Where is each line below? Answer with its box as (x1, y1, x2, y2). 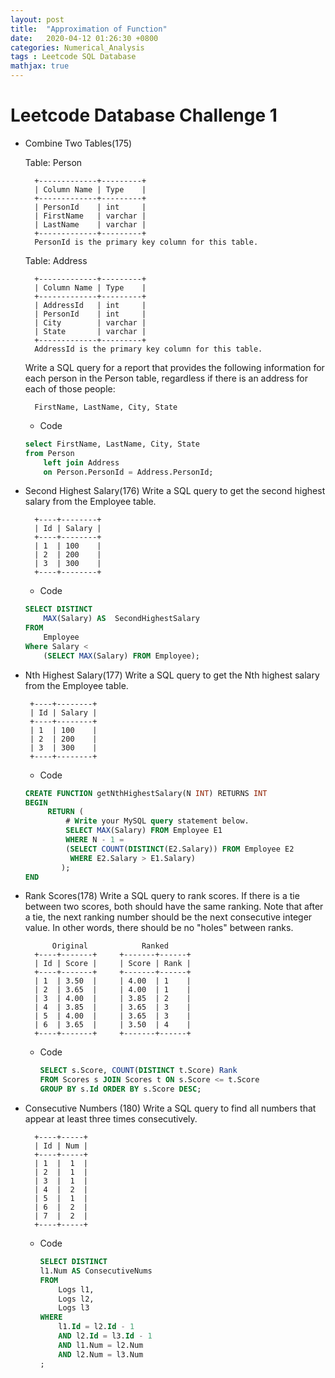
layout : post (10, 14, 65, 25)
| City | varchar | (34, 317, 147, 328)
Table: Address (24, 254, 88, 266)
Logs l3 (58, 1303, 90, 1313)
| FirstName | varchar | (34, 211, 147, 221)
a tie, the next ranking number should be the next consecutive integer (24, 911, 313, 923)
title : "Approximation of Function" (10, 24, 168, 34)
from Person (24, 448, 75, 458)
